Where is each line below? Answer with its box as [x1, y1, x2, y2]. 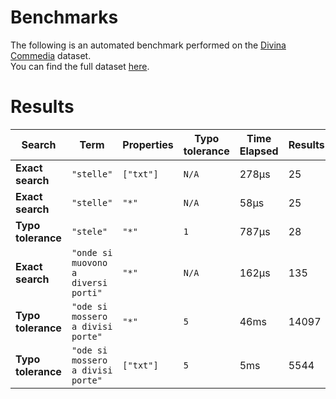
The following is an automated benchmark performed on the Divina [10, 39, 287, 51]
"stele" [71, 226, 108, 237]
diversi [71, 277, 108, 288]
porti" [71, 287, 103, 298]
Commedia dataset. [10, 49, 92, 61]
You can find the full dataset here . [10, 60, 150, 72]
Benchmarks [10, 6, 119, 29]
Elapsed [239, 144, 279, 158]
